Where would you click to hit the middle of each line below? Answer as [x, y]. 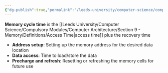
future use [23, 66]
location [20, 50]
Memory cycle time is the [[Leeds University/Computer [62, 24]
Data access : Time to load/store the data [54, 55]
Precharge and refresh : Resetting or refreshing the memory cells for [83, 60]
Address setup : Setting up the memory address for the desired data [82, 45]
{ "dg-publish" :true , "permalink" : [40, 10]
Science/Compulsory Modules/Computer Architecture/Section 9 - [73, 29]
